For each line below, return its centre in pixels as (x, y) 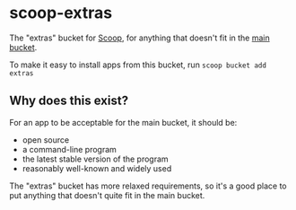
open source (46, 140)
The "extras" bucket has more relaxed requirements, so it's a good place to (148, 186)
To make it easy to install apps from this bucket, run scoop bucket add (138, 65)
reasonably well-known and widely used (97, 168)
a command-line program (69, 149)
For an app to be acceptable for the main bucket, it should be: (123, 122)
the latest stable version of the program (95, 159)
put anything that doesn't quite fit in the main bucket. (107, 195)
